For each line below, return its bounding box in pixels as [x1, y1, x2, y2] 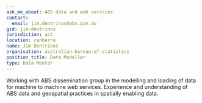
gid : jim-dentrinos [6, 26, 56, 32]
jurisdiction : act [6, 32, 53, 38]
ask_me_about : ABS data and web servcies [6, 9, 114, 15]
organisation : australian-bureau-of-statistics [6, 49, 130, 55]
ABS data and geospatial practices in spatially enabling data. [6, 90, 159, 97]
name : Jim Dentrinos [6, 43, 59, 49]
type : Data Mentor [6, 60, 53, 66]
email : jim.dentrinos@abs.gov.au [12, 20, 97, 26]
